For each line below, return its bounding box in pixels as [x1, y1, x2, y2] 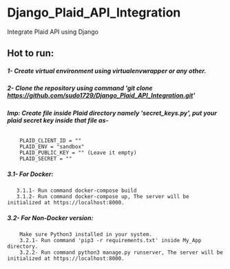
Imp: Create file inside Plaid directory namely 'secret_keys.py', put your [7, 109, 217, 117]
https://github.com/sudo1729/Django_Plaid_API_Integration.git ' [7, 92, 196, 100]
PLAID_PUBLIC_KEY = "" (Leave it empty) [19, 149, 137, 156]
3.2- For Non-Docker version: [7, 213, 94, 222]
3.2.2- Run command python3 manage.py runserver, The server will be [19, 249, 224, 256]
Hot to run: [7, 47, 54, 59]
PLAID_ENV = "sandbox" [19, 143, 85, 151]
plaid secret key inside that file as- [7, 116, 109, 125]
